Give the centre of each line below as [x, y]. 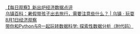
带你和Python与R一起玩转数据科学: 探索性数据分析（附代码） [69, 26]
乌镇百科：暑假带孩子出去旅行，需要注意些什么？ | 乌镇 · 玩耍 [70, 13]
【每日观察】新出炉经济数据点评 [39, 7]
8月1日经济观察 [21, 20]
